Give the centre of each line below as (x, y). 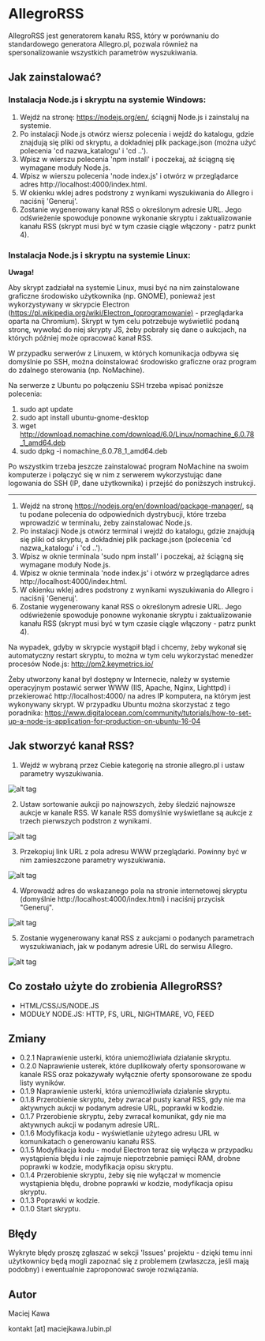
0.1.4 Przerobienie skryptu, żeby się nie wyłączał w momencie (120, 1175)
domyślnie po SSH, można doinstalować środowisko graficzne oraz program (132, 361)
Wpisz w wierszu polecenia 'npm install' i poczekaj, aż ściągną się (127, 159)
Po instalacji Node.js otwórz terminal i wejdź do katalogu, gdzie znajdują (137, 531)
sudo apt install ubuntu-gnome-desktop (84, 417)
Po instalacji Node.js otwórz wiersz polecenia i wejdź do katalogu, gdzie (137, 134)
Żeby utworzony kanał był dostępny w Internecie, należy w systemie (119, 679)
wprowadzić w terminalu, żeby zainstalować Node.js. (106, 522)
